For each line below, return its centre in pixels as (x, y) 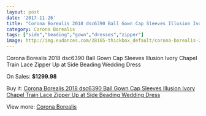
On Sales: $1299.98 (32, 76)
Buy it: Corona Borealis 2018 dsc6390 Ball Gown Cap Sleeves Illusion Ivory (101, 88)
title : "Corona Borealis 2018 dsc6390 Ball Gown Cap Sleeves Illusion (98, 23)
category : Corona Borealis (41, 29)
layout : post (23, 12)
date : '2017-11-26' (31, 18)
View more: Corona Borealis (42, 107)
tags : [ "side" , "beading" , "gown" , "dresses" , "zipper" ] (75, 35)
